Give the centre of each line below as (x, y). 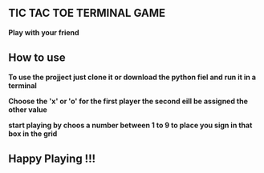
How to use (37, 58)
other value (28, 109)
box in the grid (33, 133)
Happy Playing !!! (52, 159)
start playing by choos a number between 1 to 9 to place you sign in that (130, 125)
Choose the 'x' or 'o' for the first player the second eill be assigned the (128, 101)
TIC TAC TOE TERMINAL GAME (87, 13)
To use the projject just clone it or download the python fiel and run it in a (132, 77)
